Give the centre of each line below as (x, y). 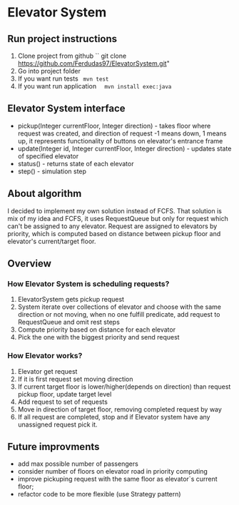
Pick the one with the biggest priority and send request (98, 337)
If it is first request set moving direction (75, 379)
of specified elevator (48, 156)
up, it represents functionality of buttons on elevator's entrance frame (120, 141)
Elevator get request (47, 371)
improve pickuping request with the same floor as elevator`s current (117, 479)
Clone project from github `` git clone (72, 56)
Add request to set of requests (63, 402)
